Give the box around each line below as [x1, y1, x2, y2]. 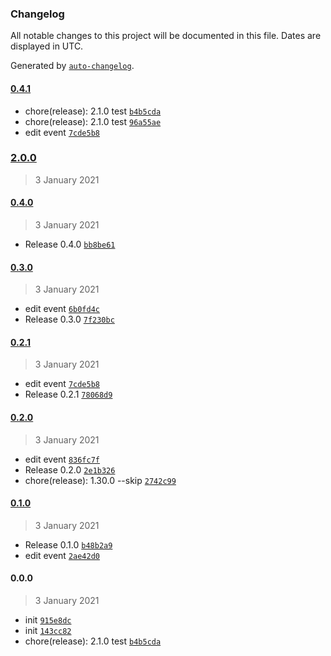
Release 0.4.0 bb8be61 [24, 238, 116, 250]
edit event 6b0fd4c [24, 303, 100, 315]
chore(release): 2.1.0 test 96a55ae [24, 115, 162, 127]
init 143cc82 [24, 625, 72, 637]
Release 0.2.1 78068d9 [24, 388, 113, 401]
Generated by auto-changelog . [10, 60, 135, 72]
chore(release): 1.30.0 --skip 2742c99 [24, 474, 177, 486]
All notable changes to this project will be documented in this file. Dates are [10, 30, 322, 42]
